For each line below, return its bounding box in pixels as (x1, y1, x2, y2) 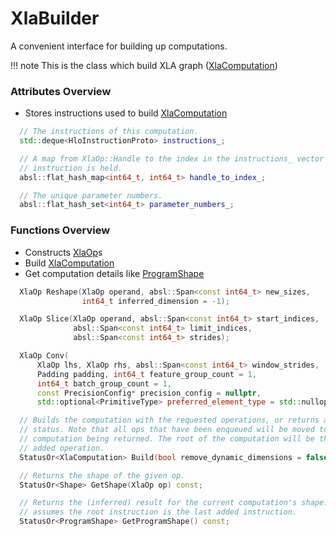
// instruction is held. (19, 163, 123, 173)
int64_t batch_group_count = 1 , (36, 378, 172, 389)
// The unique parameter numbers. (19, 190, 163, 201)
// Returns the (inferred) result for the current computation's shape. (19, 498, 329, 508)
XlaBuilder (10, 7, 100, 30)
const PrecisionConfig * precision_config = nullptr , (36, 388, 262, 398)
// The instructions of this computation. (19, 127, 199, 137)
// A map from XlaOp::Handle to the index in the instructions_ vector (19, 153, 325, 164)
